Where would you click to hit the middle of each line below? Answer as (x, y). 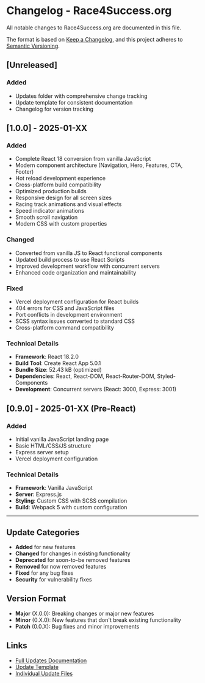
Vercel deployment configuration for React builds (77, 301)
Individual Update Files (44, 673)
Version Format (36, 599)
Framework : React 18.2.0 (47, 357)
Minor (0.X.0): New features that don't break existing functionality (98, 620)
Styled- (166, 376)
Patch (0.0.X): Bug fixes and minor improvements (77, 626)
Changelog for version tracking (54, 109)
